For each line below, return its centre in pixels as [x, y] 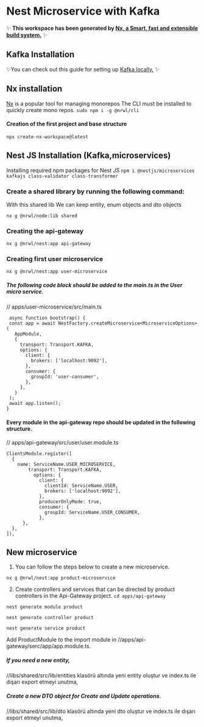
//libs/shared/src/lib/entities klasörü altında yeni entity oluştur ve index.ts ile [101, 676]
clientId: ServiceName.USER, [82, 485]
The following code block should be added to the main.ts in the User [94, 285]
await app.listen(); [35, 404]
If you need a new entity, [38, 661]
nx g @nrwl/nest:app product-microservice [61, 578]
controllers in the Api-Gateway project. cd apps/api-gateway [90, 596]
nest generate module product [45, 607]
